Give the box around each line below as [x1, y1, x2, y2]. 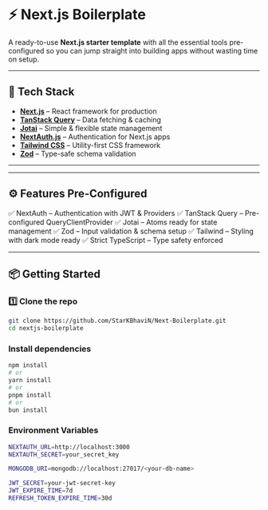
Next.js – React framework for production [19, 106, 157, 116]
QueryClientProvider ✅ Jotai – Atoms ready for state [45, 217, 218, 227]
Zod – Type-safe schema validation [19, 149, 137, 158]
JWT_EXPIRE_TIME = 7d [8, 487, 73, 495]
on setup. [8, 54, 40, 64]
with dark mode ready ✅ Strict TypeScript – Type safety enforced [8, 235, 223, 245]
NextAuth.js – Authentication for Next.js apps [19, 132, 171, 141]
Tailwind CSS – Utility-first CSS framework [19, 140, 161, 149]
